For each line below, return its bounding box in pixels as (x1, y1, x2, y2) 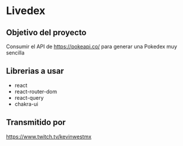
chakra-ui (14, 100, 38, 107)
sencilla (6, 49, 25, 56)
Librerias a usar (6, 66, 65, 76)
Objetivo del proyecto (6, 28, 87, 38)
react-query (14, 94, 44, 101)
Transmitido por (6, 117, 66, 127)
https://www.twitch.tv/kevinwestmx (6, 133, 92, 140)
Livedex (6, 4, 46, 18)
